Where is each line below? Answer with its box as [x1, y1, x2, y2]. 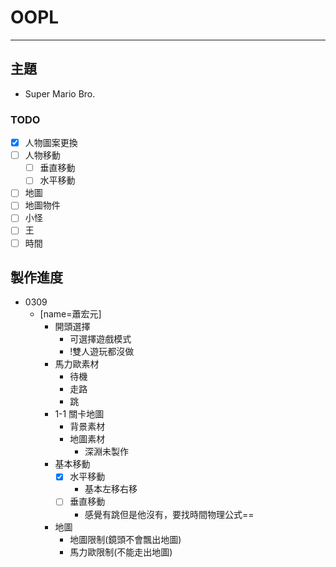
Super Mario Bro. [24, 87, 96, 100]
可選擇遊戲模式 [69, 333, 132, 345]
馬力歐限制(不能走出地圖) [69, 546, 173, 558]
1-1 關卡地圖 [54, 408, 105, 420]
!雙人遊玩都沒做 [69, 346, 135, 358]
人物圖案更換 [24, 137, 78, 149]
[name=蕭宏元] [39, 308, 102, 320]
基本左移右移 [84, 483, 138, 495]
